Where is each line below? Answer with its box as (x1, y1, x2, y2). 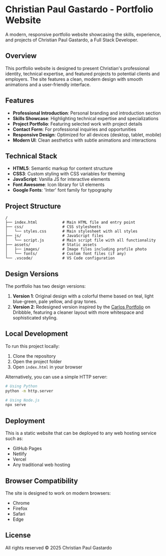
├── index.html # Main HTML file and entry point (5, 220, 136, 225)
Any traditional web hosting (12, 461, 70, 468)
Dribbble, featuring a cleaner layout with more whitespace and (12, 309, 144, 315)
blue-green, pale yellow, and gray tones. (12, 298, 98, 305)
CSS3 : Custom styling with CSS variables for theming (12, 171, 125, 177)
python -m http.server (5, 388, 53, 393)
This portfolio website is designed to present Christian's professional (5, 65, 150, 71)
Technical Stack (5, 152, 58, 160)
